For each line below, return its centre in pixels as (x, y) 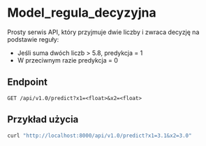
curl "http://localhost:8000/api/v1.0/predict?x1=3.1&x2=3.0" (100, 136)
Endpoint (27, 82)
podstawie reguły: (33, 39)
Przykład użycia (43, 120)
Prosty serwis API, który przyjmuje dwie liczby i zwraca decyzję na (103, 32)
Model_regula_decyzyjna (82, 13)
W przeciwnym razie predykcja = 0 (68, 60)
